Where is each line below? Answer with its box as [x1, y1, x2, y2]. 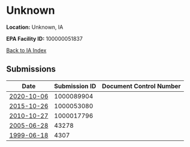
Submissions [6, 64, 56, 74]
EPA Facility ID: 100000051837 [6, 35, 83, 42]
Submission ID [53, 82, 96, 90]
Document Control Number [101, 82, 181, 90]
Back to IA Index [6, 46, 47, 54]
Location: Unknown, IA [6, 23, 64, 31]
